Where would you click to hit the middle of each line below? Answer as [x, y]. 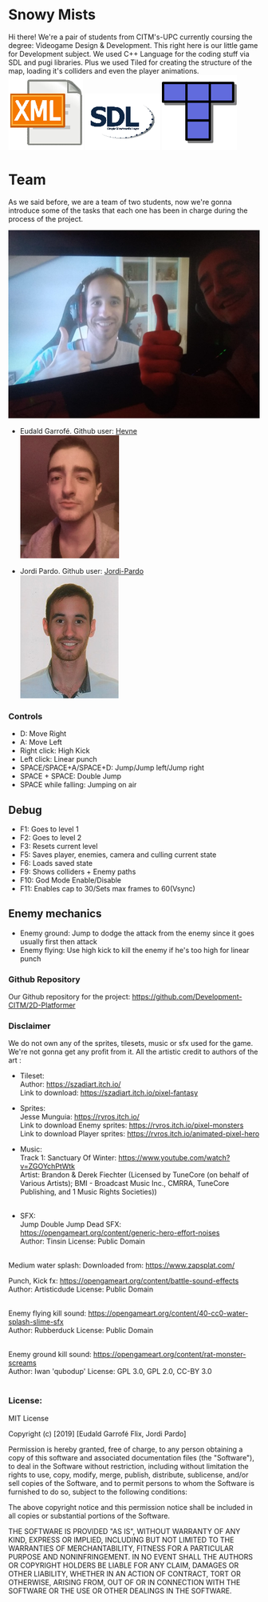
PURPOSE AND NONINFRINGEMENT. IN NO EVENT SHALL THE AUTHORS [131, 1556]
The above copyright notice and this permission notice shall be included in [130, 1507]
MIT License [29, 1418]
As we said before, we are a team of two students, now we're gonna [120, 202]
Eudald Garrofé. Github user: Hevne [79, 431]
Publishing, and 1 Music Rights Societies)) [88, 1192]
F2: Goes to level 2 [51, 837]
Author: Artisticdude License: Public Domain [81, 1289]
